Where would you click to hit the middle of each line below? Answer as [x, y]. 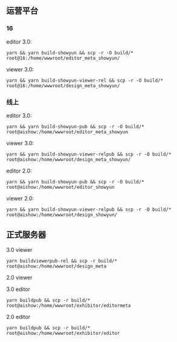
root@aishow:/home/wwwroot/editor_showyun [60, 187]
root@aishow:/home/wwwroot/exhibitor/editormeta [69, 305]
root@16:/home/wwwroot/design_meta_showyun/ [63, 86]
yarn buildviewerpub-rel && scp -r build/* [62, 261]
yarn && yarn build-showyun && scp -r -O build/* [70, 53]
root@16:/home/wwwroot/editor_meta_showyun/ [63, 58]
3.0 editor [18, 289]
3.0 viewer [19, 249]
